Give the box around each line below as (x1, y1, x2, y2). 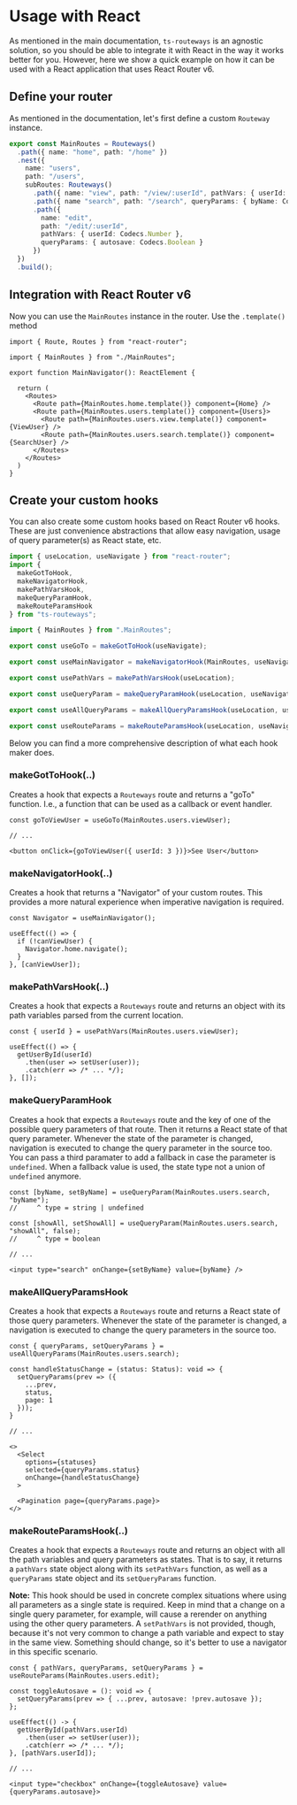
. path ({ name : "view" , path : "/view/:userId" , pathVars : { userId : (32, 188, 287, 197)
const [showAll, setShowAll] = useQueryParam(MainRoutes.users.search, (9, 1218, 278, 1227)
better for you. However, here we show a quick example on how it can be (9, 54, 276, 65)
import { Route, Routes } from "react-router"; (9, 337, 188, 346)
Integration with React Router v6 (9, 288, 192, 303)
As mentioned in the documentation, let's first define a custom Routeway (9, 112, 270, 123)
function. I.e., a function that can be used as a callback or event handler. (9, 798, 272, 809)
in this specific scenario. (9, 1647, 99, 1657)
